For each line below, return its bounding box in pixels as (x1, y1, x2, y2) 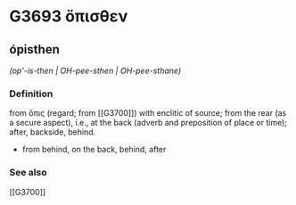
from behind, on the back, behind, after (21, 144, 167, 155)
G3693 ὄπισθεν (9, 6, 128, 27)
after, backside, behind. (9, 127, 96, 137)
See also (9, 167, 47, 179)
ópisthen (9, 42, 60, 57)
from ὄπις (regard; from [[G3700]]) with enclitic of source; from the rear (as (9, 108, 287, 119)
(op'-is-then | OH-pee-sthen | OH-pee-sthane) (9, 65, 182, 76)
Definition (9, 87, 53, 100)
